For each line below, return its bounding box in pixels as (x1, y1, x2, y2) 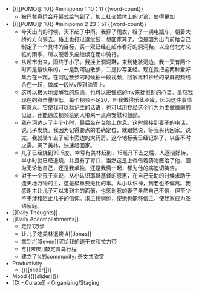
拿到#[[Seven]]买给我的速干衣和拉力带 (21, 238, 117, 245)
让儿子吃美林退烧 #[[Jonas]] (21, 230, 92, 237)
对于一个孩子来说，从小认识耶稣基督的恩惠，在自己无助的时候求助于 (21, 172, 191, 179)
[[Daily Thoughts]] (11, 209, 58, 216)
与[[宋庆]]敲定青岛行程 (21, 245, 77, 253)
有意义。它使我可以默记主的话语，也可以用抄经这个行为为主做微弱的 (21, 104, 191, 111)
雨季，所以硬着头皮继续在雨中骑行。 (31, 51, 122, 58)
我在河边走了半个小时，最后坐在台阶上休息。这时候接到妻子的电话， (21, 119, 191, 126)
